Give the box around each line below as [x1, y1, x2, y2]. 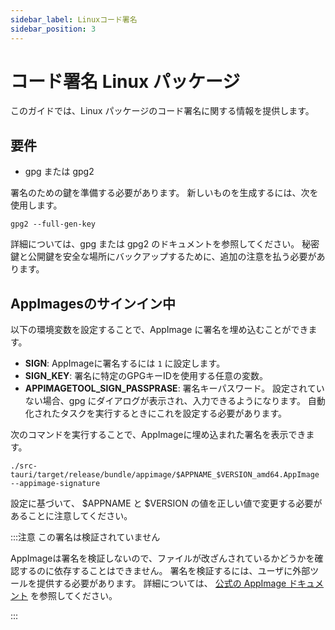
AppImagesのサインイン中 [10, 295, 176, 312]
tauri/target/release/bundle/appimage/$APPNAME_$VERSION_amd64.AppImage [10, 470, 320, 480]
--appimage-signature [10, 479, 101, 489]
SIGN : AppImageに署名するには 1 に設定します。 [24, 357, 226, 370]
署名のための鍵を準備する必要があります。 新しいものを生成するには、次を [10, 187, 319, 199]
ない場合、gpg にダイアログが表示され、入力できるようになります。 [24, 395, 306, 407]
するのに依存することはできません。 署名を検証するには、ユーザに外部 [18, 565, 311, 577]
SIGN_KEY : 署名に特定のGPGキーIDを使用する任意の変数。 [24, 370, 268, 382]
